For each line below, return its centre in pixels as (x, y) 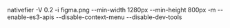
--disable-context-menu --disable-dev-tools (119, 17)
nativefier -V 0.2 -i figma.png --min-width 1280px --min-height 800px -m (112, 10)
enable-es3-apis (31, 17)
